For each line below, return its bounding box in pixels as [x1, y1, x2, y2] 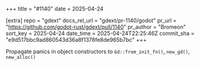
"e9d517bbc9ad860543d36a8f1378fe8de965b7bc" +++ [5, 36, 147, 43]
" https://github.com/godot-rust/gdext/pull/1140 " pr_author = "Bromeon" [5, 24, 187, 30]
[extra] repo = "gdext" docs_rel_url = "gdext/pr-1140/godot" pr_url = [5, 17, 177, 24]
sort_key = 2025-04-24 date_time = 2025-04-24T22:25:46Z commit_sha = [5, 30, 195, 37]
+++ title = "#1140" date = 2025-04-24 [5, 5, 104, 12]
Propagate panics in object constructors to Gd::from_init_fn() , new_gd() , [5, 48, 190, 55]
